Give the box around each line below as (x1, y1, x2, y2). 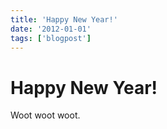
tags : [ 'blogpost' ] (10, 33, 92, 43)
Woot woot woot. (10, 109, 81, 121)
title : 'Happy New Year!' (10, 14, 118, 25)
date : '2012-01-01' (10, 24, 92, 34)
